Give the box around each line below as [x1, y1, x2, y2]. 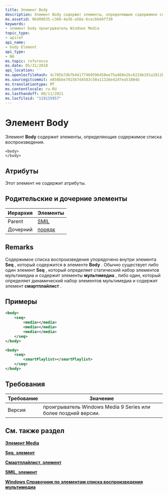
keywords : [5, 21, 26, 27]
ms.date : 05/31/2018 [5, 63, 48, 68]
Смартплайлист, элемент [5, 459, 61, 465]
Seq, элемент [5, 449, 35, 455]
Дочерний [7, 226, 33, 233]
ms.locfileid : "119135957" [5, 96, 61, 101]
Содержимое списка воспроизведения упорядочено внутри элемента [5, 256, 156, 262]
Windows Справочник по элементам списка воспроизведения [5, 478, 143, 484]
